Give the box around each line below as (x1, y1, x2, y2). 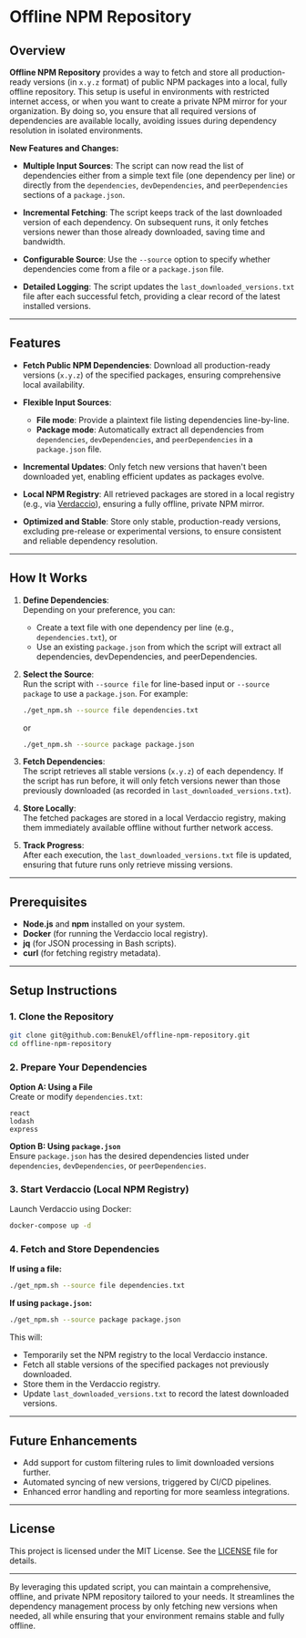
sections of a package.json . (22, 190, 126, 200)
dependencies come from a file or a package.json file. (22, 264, 225, 275)
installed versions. (22, 301, 91, 311)
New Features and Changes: (9, 143, 119, 153)
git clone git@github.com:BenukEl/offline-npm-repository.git (9, 1031, 250, 1040)
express (9, 1125, 39, 1134)
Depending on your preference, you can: (22, 604, 176, 615)
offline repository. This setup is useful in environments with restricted (9, 87, 270, 97)
